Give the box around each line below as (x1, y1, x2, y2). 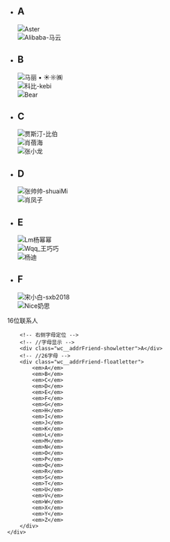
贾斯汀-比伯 (24, 130, 58, 138)
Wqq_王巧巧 (24, 245, 59, 253)
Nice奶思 (24, 302, 50, 310)
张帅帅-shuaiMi (24, 187, 68, 195)
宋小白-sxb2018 (24, 293, 70, 301)
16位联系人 (7, 316, 38, 325)
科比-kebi (24, 81, 52, 90)
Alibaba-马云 (24, 33, 61, 41)
